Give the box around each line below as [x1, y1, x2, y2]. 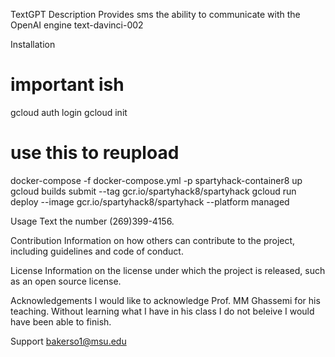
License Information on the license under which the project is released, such [10, 264, 326, 276]
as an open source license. [10, 275, 122, 287]
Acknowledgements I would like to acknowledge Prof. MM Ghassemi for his [10, 294, 321, 306]
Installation [10, 39, 56, 50]
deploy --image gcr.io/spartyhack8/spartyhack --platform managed [10, 195, 290, 208]
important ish [10, 74, 125, 96]
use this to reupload [10, 142, 180, 164]
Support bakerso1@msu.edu [10, 335, 127, 347]
